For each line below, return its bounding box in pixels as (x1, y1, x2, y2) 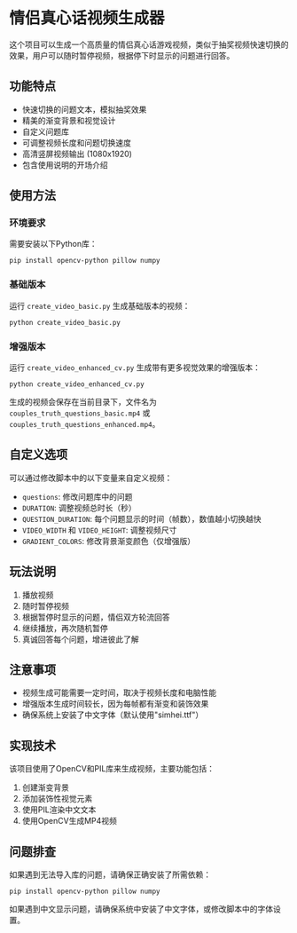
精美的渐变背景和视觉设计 (21, 115, 116, 125)
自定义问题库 (21, 126, 69, 137)
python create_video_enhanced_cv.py (9, 380, 145, 389)
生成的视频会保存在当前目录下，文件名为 (9, 397, 157, 407)
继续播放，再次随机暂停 (21, 622, 108, 633)
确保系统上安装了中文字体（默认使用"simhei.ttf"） (21, 709, 204, 720)
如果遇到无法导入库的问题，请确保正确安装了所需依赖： (9, 869, 211, 880)
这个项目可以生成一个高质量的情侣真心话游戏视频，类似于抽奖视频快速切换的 (9, 39, 289, 50)
